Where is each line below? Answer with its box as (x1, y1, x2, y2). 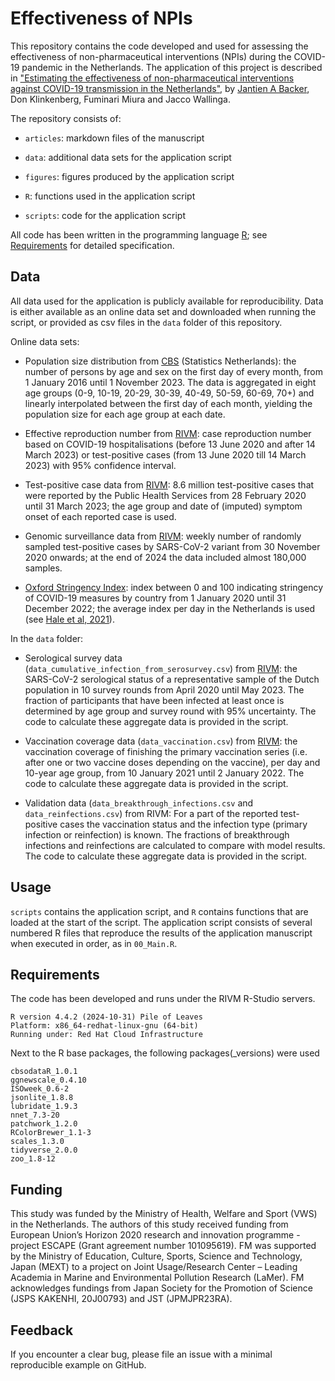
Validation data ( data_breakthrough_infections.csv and (24, 797, 254, 809)
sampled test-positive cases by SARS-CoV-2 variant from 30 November (24, 540, 321, 552)
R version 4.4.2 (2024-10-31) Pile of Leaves (10, 1012, 203, 1022)
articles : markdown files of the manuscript (24, 132, 205, 144)
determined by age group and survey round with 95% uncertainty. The (24, 705, 317, 717)
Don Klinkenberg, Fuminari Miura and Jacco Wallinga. (10, 93, 231, 105)
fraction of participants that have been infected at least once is (24, 694, 285, 706)
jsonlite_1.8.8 (10, 1093, 74, 1103)
